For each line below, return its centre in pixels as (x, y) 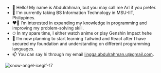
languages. (23, 49)
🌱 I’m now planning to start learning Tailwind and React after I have (79, 38)
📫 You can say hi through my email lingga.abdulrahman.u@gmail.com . (83, 54)
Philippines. (24, 18)
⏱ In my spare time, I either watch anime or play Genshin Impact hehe (82, 33)
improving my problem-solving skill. (48, 28)
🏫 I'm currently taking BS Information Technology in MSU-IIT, (73, 13)
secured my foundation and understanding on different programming (81, 44)
